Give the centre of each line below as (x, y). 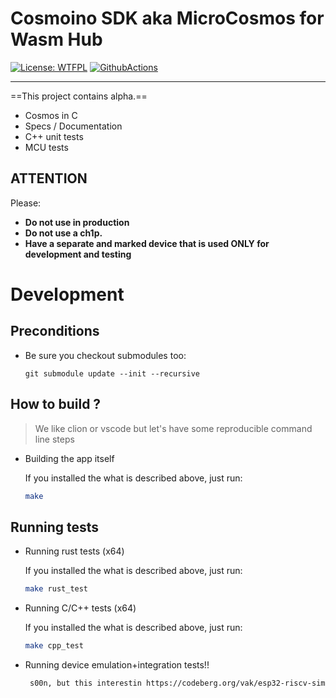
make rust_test (56, 589)
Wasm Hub (56, 39)
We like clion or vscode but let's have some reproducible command (173, 428)
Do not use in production (77, 222)
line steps (54, 439)
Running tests (55, 527)
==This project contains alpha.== (79, 96)
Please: (26, 203)
